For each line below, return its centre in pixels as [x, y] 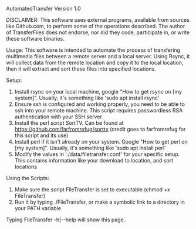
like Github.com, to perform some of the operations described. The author [96, 26]
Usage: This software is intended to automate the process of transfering [93, 50]
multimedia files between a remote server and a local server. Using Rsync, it [98, 56]
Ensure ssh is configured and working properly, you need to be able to [99, 104]
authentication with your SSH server [58, 117]
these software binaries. [35, 39]
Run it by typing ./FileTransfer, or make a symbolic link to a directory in [99, 202]
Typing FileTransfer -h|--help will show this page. [66, 220]
